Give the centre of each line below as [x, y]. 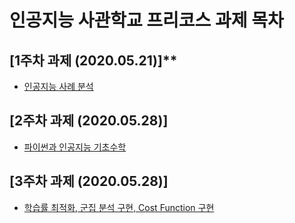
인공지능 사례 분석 [58, 86]
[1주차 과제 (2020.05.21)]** [93, 60]
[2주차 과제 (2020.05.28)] [89, 121]
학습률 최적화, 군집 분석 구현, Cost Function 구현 [119, 207]
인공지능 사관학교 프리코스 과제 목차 [146, 20]
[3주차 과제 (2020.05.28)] [89, 181]
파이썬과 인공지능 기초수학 [75, 147]
